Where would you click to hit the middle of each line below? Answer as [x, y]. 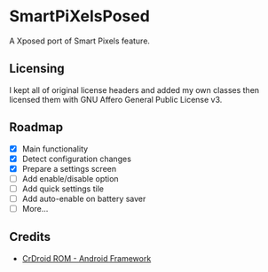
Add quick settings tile [63, 189]
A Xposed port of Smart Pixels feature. [80, 41]
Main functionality [55, 149]
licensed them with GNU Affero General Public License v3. [116, 99]
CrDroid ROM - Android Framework [87, 258]
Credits [30, 237]
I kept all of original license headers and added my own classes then [134, 89]
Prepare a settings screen [69, 168]
